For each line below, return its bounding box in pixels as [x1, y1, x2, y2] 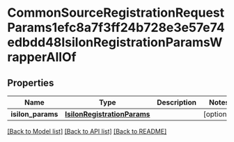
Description [156, 97, 197, 107]
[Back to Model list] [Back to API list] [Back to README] [7, 127, 167, 135]
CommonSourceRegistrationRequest [7, 5, 225, 21]
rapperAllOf [7, 49, 77, 65]
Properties [7, 77, 54, 88]
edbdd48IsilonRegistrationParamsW [7, 35, 223, 50]
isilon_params [10, 109, 58, 119]
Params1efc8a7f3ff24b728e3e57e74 [7, 19, 225, 35]
